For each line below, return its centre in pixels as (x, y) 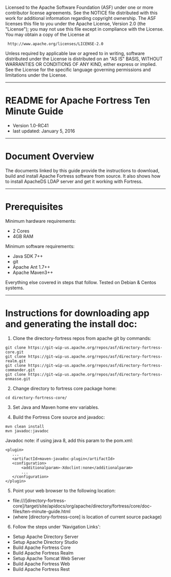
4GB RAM (23, 236)
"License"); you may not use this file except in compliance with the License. (85, 29)
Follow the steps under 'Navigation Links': (56, 526)
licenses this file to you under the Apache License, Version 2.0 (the (76, 24)
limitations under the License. (36, 75)
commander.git (20, 370)
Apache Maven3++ (33, 272)
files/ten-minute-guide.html (41, 511)
